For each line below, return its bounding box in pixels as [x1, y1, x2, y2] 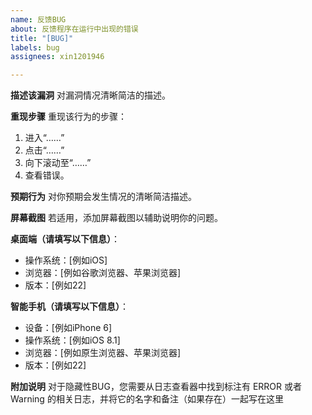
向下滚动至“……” [24, 157, 92, 169]
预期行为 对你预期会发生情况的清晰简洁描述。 [10, 191, 197, 203]
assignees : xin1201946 [10, 52, 105, 62]
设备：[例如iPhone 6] [24, 322, 113, 334]
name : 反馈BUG [10, 14, 67, 25]
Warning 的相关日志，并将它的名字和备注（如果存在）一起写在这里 [10, 393, 284, 405]
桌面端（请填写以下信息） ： [10, 233, 120, 245]
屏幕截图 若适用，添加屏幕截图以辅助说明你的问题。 [10, 212, 223, 224]
